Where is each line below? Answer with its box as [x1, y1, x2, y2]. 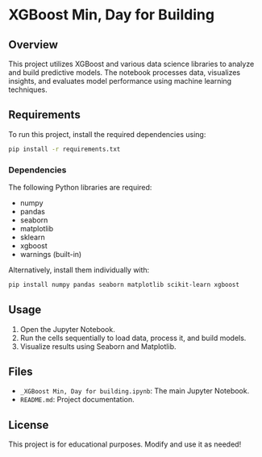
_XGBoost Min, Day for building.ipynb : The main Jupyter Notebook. [19, 386, 250, 396]
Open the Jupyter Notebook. [19, 324, 115, 334]
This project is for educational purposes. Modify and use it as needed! [8, 439, 242, 449]
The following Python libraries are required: [8, 182, 152, 192]
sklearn [19, 232, 46, 242]
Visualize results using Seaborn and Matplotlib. [19, 341, 177, 351]
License [8, 418, 49, 432]
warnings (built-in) [19, 249, 82, 259]
